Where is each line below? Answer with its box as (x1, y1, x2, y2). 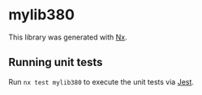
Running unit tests (8, 56, 103, 69)
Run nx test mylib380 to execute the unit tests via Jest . (8, 76, 195, 86)
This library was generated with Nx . (8, 32, 127, 42)
